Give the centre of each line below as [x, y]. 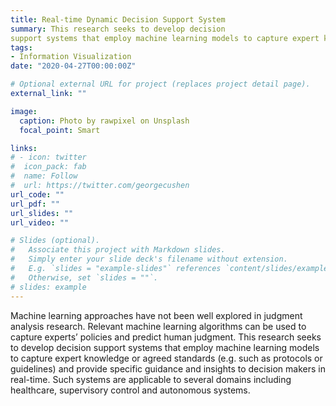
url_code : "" [37, 194]
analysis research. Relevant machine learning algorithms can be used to [158, 326]
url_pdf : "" [35, 204]
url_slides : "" [42, 213]
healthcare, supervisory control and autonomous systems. [130, 390]
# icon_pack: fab [48, 167]
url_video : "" [40, 222]
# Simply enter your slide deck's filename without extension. [149, 259]
